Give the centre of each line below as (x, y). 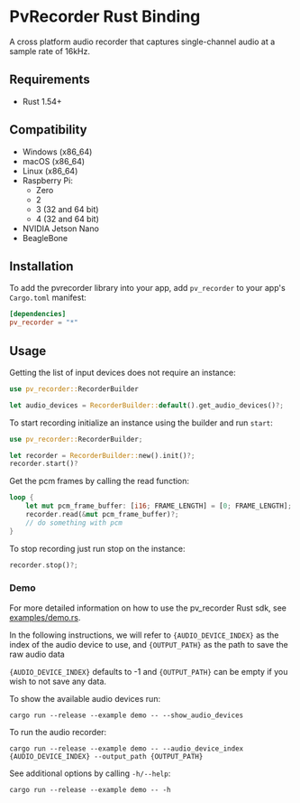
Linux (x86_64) (50, 171)
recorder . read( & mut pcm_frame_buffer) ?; (102, 515)
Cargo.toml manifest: (48, 298)
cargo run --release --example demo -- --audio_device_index (127, 748)
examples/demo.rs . (45, 617)
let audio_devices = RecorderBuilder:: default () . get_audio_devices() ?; (146, 405)
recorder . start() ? (44, 464)
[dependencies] (38, 314)
